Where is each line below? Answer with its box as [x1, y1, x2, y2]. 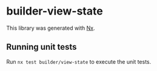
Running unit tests [6, 42, 77, 52]
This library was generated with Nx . [6, 24, 95, 32]
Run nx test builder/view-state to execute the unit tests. [6, 58, 152, 65]
